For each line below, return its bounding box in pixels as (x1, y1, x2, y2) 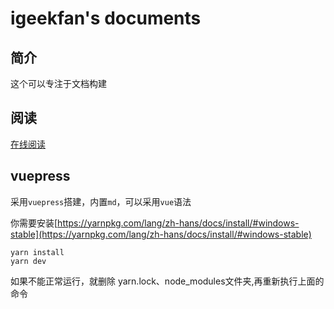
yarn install (10, 247, 65, 257)
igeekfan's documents (10, 7, 202, 30)
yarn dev (10, 256, 47, 266)
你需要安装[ (10, 217, 58, 229)
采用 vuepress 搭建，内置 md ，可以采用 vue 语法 (10, 195, 192, 207)
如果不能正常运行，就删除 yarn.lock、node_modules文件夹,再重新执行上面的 (10, 275, 325, 287)
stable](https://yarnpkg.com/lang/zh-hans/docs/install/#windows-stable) (10, 228, 312, 240)
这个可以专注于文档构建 (10, 78, 107, 89)
